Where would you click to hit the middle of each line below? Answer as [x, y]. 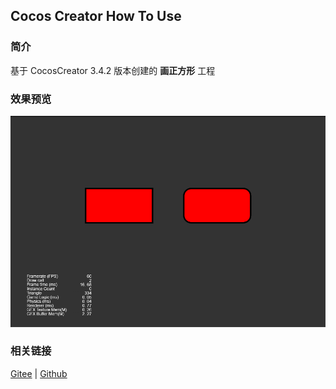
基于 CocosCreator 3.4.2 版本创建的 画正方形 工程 [113, 70]
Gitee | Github [39, 373]
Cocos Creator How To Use [96, 16]
